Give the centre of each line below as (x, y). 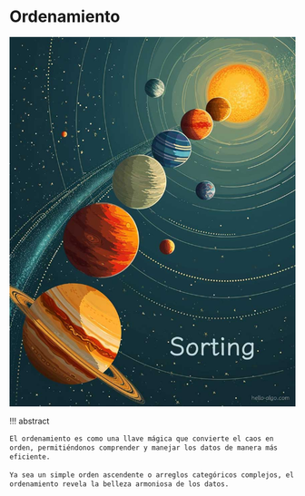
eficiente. (30, 457)
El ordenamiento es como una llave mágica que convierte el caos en (142, 439)
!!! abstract (30, 421)
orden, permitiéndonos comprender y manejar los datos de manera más (144, 448)
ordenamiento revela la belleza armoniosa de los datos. (119, 484)
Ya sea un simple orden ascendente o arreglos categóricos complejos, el (152, 475)
